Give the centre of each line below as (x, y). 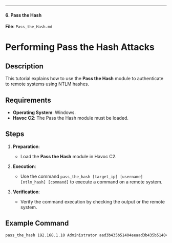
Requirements (28, 100)
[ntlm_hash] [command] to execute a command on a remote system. (91, 182)
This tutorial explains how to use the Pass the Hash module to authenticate (84, 79)
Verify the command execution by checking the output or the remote (93, 201)
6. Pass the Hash (24, 15)
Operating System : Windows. (44, 113)
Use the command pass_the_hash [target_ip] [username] (82, 176)
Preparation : (26, 146)
